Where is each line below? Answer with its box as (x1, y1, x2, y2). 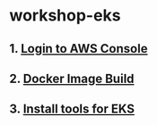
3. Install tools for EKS (9, 102, 135, 117)
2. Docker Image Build (9, 71, 135, 86)
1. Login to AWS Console (9, 41, 148, 56)
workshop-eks (9, 5, 121, 26)
